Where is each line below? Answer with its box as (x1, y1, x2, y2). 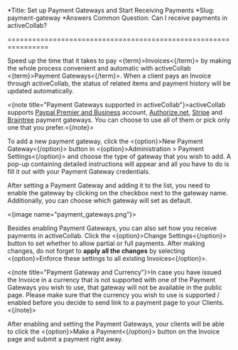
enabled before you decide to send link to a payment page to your (7, 299, 201, 307)
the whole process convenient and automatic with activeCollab (7, 64, 192, 72)
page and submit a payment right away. (7, 335, 123, 343)
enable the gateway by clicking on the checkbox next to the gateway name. (7, 189, 229, 197)
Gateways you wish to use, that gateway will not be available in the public (7, 283, 222, 292)
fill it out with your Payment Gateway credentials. (7, 168, 151, 175)
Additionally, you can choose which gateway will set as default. (7, 196, 193, 205)
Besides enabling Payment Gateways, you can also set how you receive (7, 224, 217, 232)
